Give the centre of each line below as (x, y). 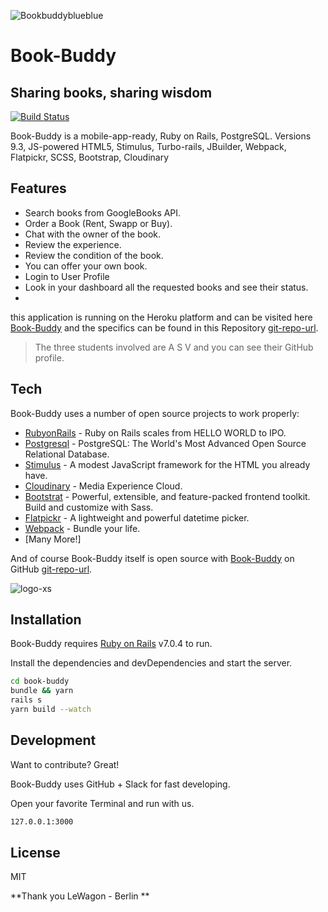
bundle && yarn (42, 691)
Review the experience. (73, 244)
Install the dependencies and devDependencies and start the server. (151, 663)
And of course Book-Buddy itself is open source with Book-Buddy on (152, 558)
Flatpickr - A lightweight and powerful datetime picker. (137, 517)
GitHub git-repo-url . (51, 569)
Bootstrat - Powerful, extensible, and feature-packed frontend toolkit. (167, 496)
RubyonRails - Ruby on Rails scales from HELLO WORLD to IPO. (155, 432)
